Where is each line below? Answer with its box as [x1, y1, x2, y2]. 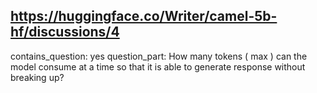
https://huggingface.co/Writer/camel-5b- [10, 8, 278, 25]
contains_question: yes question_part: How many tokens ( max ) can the [10, 50, 308, 62]
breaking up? [10, 71, 65, 83]
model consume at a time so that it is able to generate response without [10, 60, 306, 73]
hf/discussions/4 [10, 24, 120, 41]
